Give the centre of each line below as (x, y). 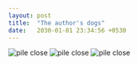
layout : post (30, 15)
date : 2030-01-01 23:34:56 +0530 (67, 30)
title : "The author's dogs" (57, 23)
